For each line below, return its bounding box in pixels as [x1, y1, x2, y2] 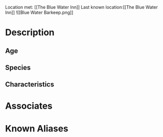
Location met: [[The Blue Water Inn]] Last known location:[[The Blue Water [5, 4, 158, 10]
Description [5, 27, 55, 38]
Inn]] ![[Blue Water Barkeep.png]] [5, 9, 74, 15]
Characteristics [5, 80, 55, 89]
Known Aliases [5, 123, 69, 134]
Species [5, 63, 31, 71]
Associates [5, 100, 53, 111]
